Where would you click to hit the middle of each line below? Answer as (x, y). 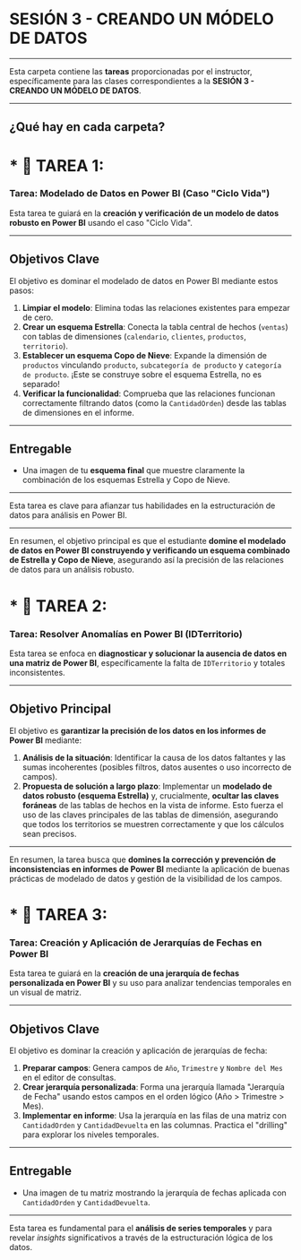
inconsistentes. (37, 672)
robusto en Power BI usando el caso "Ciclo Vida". (101, 222)
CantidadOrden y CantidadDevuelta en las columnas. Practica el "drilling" (155, 1126)
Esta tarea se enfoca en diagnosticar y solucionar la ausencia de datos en (148, 653)
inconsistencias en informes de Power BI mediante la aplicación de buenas (150, 868)
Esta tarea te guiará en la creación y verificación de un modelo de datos (144, 213)
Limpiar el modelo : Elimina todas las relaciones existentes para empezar (156, 307)
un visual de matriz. (46, 992)
